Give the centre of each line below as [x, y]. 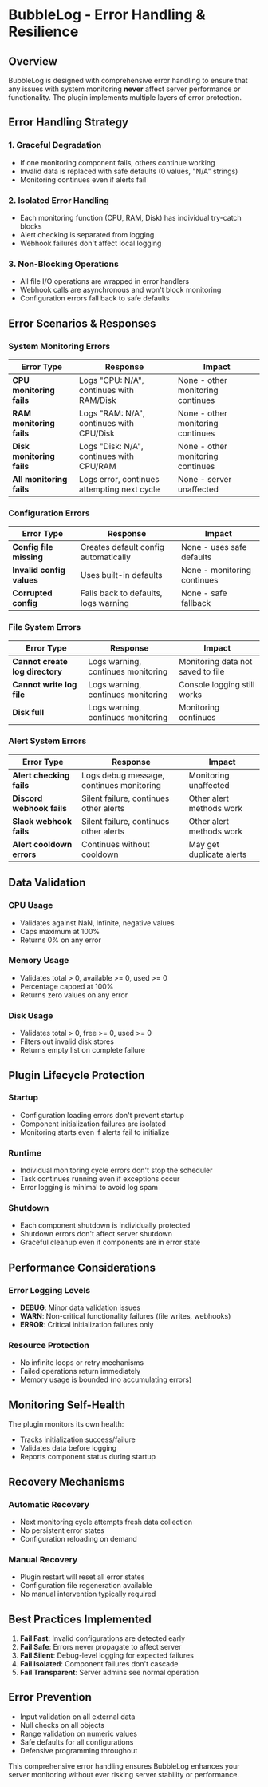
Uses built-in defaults [121, 575]
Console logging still [217, 684]
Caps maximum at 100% [60, 931]
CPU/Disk [97, 433]
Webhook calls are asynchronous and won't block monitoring [120, 290]
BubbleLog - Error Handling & [107, 15]
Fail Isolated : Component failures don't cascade [99, 1664]
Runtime [25, 1152]
